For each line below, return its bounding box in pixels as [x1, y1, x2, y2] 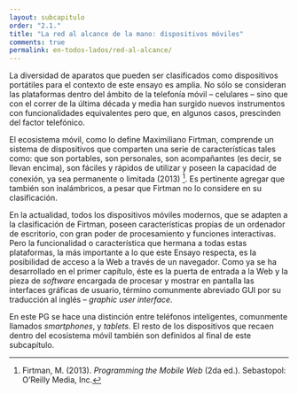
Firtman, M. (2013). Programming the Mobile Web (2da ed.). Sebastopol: [21, 365, 286, 375]
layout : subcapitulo [9, 12, 86, 22]
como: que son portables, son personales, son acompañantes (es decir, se [9, 153, 282, 164]
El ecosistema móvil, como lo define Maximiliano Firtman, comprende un [9, 135, 274, 145]
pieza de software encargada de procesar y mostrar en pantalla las [9, 275, 255, 286]
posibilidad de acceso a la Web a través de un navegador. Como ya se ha [9, 256, 278, 267]
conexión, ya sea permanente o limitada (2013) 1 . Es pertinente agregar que [9, 172, 286, 184]
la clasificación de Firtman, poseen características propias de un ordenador [9, 219, 286, 229]
